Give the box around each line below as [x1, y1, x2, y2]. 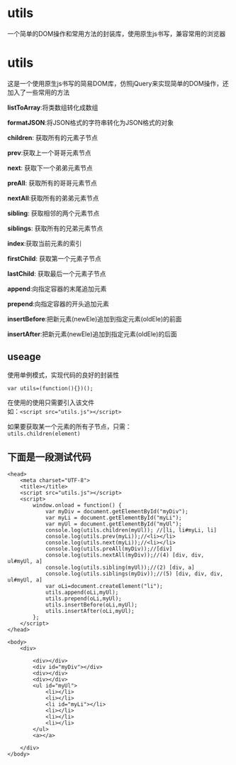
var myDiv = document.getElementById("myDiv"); [45, 508, 189, 515]
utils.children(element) [7, 430, 81, 437]
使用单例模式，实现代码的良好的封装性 [7, 370, 119, 379]
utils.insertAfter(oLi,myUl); [45, 607, 135, 614]
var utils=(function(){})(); [7, 385, 94, 392]
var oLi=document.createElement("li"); [45, 582, 163, 589]
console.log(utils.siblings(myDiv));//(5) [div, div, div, [45, 570, 223, 577]
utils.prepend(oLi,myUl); [45, 595, 122, 602]
